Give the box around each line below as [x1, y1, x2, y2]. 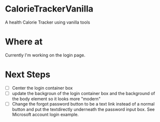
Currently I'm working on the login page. [5, 52, 86, 58]
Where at [5, 36, 43, 47]
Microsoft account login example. [12, 112, 79, 117]
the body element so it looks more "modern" [12, 95, 101, 102]
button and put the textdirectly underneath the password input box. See [12, 107, 155, 112]
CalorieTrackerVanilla [5, 3, 93, 14]
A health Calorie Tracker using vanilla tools [5, 19, 90, 25]
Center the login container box [12, 85, 73, 91]
